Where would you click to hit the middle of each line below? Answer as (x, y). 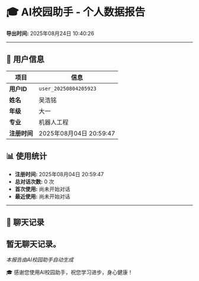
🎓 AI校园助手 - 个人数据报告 (76, 12)
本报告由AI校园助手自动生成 (40, 259)
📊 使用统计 (27, 156)
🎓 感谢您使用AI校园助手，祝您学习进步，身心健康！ (70, 272)
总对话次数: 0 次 (34, 182)
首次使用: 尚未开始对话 (42, 189)
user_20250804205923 (68, 88)
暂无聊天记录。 (33, 244)
